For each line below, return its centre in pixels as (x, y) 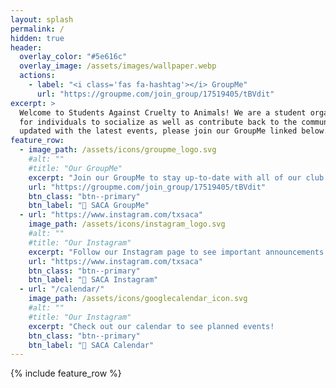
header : (26, 47)
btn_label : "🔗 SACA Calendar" (91, 345)
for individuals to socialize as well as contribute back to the (158, 122)
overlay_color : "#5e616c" (73, 57)
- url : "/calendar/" (62, 289)
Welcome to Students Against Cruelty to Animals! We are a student (163, 112)
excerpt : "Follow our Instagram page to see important (145, 252)
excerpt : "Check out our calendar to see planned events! (151, 326)
